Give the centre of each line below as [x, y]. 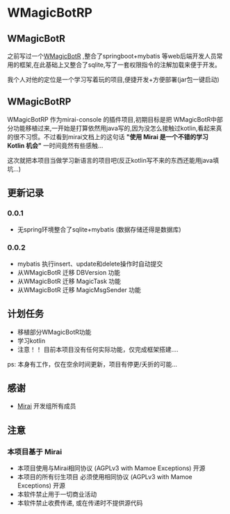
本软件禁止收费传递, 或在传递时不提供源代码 [80, 503]
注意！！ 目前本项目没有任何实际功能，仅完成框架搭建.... [98, 349]
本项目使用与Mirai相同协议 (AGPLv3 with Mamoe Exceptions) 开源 [111, 468]
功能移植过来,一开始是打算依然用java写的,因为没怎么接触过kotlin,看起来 [115, 128]
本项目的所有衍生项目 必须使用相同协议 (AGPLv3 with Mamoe [105, 477]
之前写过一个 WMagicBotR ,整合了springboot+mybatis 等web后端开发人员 [112, 56]
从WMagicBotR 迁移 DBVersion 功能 [69, 272]
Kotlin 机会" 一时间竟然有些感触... [55, 145]
